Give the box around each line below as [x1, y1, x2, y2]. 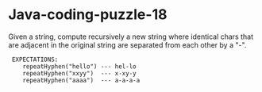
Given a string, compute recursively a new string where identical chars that [8, 32, 254, 41]
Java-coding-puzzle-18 [8, 6, 168, 24]
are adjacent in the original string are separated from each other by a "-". [8, 40, 247, 49]
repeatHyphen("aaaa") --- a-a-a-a [22, 76, 141, 84]
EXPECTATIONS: [11, 56, 59, 63]
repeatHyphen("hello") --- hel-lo [22, 62, 137, 71]
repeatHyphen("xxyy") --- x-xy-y [22, 69, 137, 77]
